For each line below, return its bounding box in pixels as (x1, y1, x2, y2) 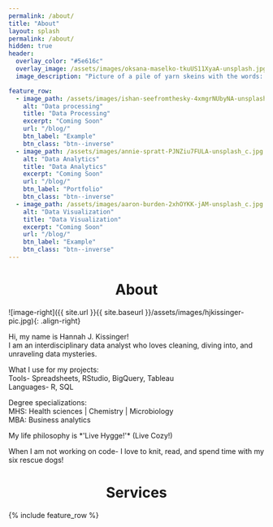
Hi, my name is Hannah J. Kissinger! (8, 331, 129, 341)
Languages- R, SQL (8, 382, 74, 391)
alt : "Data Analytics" (23, 155, 100, 163)
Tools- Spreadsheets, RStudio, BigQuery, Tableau (8, 373, 175, 382)
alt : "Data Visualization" (23, 208, 115, 216)
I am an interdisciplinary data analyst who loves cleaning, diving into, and (8, 340, 253, 350)
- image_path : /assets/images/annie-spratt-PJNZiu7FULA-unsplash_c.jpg (15, 147, 264, 155)
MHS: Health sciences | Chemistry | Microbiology (8, 406, 174, 416)
